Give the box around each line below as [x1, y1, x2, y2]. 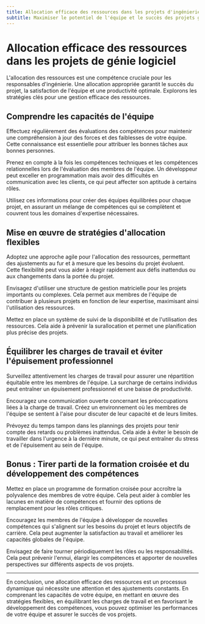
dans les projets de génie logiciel [6, 54, 176, 68]
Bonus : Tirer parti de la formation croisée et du [6, 459, 190, 469]
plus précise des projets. [6, 329, 68, 336]
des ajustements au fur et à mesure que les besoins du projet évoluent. [6, 260, 185, 267]
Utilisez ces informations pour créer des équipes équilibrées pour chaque [6, 197, 191, 204]
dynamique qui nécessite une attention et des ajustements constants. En [6, 584, 189, 592]
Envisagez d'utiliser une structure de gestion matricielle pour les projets [6, 285, 187, 292]
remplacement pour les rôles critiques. [6, 504, 104, 512]
